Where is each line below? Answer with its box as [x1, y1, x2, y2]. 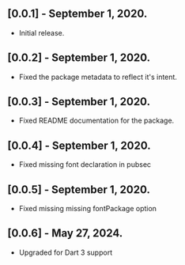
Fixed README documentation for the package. [18, 115, 175, 126]
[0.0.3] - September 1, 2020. [7, 95, 151, 108]
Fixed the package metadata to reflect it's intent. [18, 72, 177, 81]
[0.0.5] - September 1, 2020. [7, 183, 151, 196]
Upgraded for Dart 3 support [18, 248, 112, 257]
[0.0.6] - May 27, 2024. [7, 226, 123, 240]
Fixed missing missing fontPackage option [18, 204, 157, 214]
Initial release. [18, 28, 65, 37]
